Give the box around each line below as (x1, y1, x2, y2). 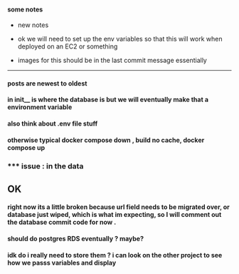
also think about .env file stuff (7, 119, 98, 128)
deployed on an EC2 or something (17, 42, 118, 51)
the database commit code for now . (7, 218, 117, 227)
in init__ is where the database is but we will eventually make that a (7, 96, 208, 104)
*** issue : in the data (7, 161, 84, 171)
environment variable (7, 103, 73, 111)
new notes (17, 21, 49, 29)
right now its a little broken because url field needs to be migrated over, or (7, 203, 230, 211)
